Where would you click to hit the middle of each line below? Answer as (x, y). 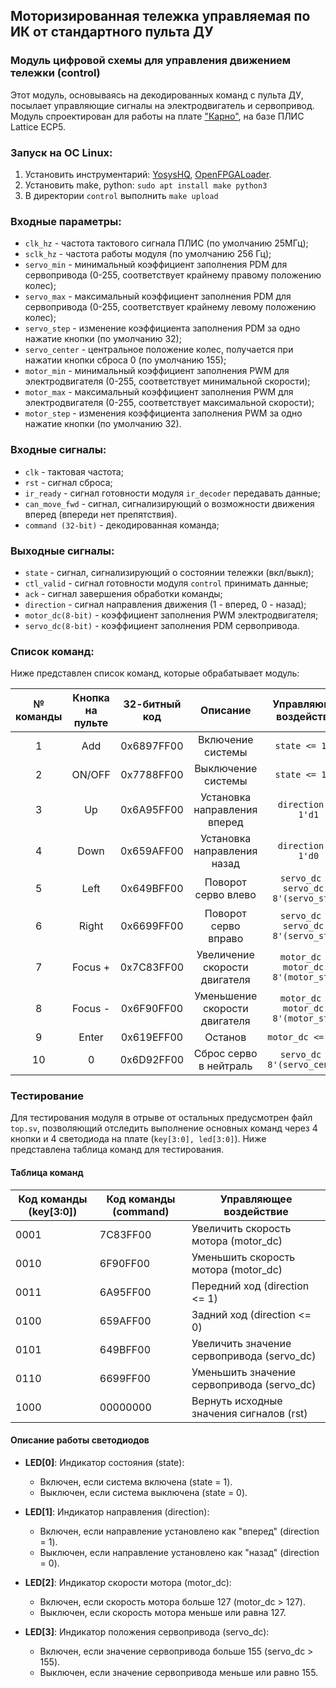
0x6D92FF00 (152, 1060)
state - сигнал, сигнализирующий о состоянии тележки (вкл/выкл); (169, 572)
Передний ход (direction (250, 1286)
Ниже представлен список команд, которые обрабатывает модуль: (155, 673)
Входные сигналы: (58, 450)
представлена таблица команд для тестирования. (117, 1150)
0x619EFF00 (152, 1037)
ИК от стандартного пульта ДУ (112, 32)
